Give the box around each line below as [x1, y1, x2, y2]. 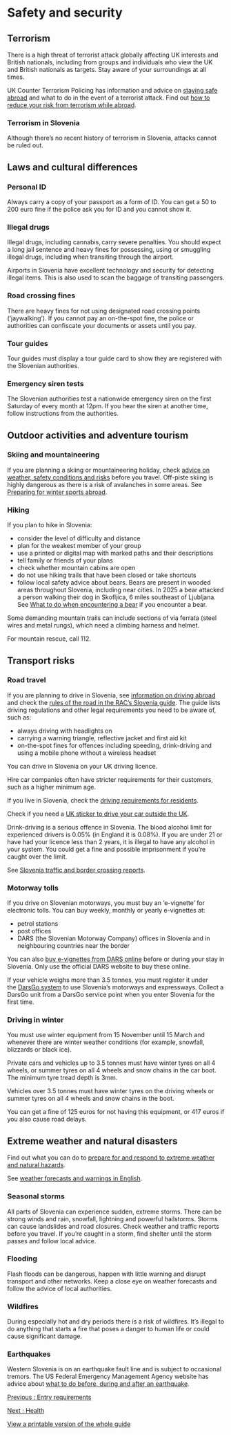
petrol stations [17, 920, 59, 928]
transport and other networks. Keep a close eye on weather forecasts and [7, 1277, 217, 1285]
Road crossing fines [7, 291, 76, 300]
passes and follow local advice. [7, 1236, 97, 1245]
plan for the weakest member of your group [17, 542, 141, 550]
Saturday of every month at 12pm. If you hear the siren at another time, [7, 402, 208, 410]
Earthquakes [7, 1349, 51, 1359]
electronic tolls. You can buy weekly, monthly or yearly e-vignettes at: [7, 906, 205, 915]
